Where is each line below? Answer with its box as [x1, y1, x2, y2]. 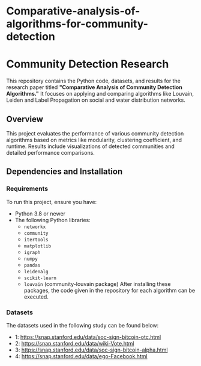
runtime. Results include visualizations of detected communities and [6, 143, 175, 150]
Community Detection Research [6, 57, 169, 71]
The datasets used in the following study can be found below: [6, 321, 159, 329]
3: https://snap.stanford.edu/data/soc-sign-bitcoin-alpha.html [14, 346, 168, 353]
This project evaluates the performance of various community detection [6, 129, 184, 137]
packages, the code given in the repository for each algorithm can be [23, 287, 196, 294]
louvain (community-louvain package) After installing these [23, 280, 171, 287]
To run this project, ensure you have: [6, 198, 97, 205]
